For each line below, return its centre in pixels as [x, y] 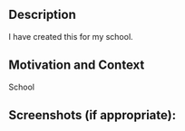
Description [42, 15]
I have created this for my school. [71, 36]
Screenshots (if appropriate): [92, 115]
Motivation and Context [77, 65]
